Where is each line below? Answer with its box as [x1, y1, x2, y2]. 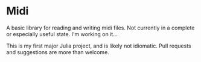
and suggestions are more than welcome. [6, 48, 110, 55]
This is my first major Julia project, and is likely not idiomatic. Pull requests [6, 42, 191, 49]
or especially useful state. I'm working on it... [6, 30, 118, 37]
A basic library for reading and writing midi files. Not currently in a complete [6, 24, 195, 31]
